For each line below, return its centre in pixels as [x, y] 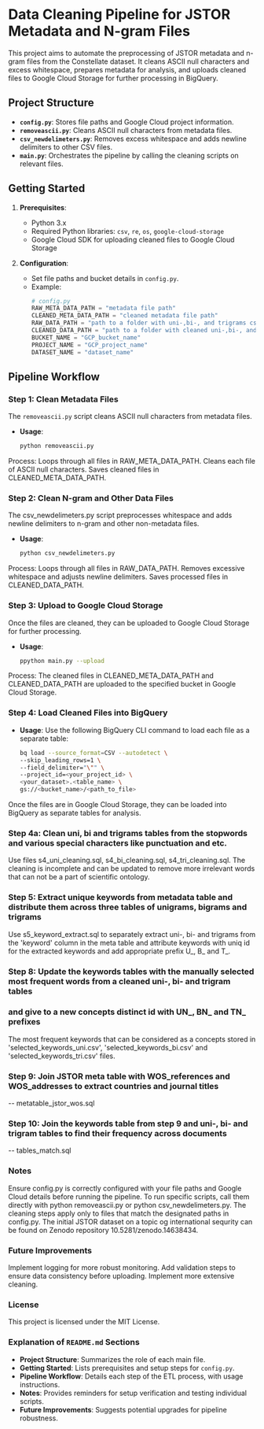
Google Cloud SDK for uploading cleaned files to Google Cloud [133, 239]
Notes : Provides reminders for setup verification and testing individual [133, 1393]
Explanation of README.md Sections [74, 1342]
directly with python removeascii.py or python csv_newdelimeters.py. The [127, 1205]
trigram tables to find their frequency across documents [118, 1134]
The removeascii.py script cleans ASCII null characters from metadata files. [130, 416]
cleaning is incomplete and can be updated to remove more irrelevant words [132, 868]
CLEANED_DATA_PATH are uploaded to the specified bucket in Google [122, 684]
